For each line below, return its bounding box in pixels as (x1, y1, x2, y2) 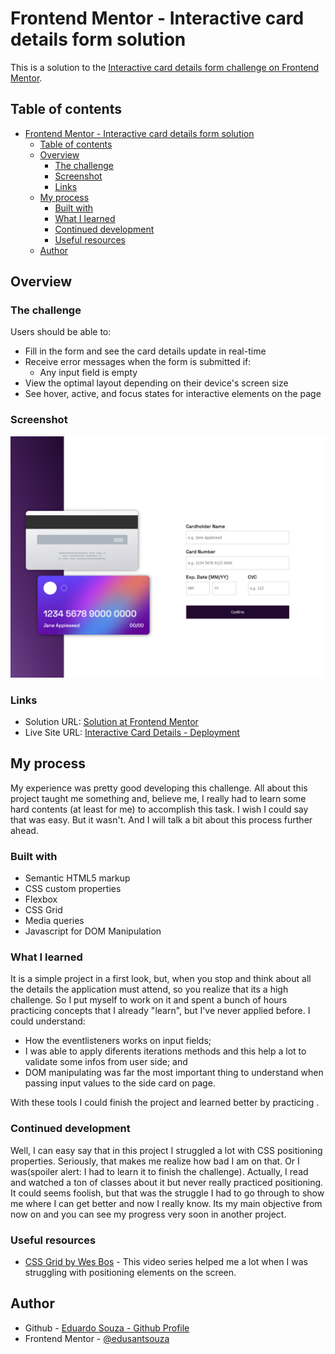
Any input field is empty (39, 367, 138, 379)
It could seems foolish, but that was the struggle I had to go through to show (10, 1187, 325, 1199)
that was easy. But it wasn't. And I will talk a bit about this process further (10, 813, 313, 826)
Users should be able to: (10, 326, 112, 338)
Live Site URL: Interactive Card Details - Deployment (24, 726, 240, 738)
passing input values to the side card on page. (24, 1077, 216, 1089)
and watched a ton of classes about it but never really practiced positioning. (10, 1176, 324, 1188)
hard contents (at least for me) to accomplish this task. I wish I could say (10, 803, 309, 815)
